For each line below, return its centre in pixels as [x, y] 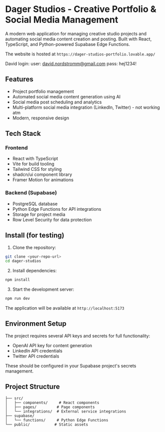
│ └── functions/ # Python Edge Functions [57, 420]
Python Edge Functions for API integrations [57, 209]
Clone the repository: [34, 247]
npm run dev [17, 299]
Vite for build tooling [33, 164]
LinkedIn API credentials [37, 351]
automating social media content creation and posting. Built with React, [78, 39]
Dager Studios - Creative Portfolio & [81, 9]
